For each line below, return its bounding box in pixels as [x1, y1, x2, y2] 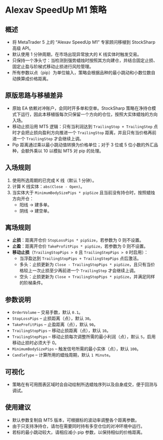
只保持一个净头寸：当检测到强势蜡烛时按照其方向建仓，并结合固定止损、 [12, 57, 158, 63]
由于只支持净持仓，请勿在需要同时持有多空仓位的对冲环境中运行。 [12, 423, 145, 429]
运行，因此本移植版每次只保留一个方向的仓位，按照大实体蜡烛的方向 [20, 111, 158, 117]
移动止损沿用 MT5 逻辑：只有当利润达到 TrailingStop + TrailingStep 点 [12, 123, 158, 129]
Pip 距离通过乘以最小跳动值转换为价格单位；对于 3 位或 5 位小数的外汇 [12, 142, 154, 148]
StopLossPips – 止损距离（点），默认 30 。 [12, 315, 94, 322]
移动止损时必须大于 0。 [12, 340, 60, 346]
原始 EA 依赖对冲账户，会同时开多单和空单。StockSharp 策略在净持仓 [12, 105, 152, 111]
